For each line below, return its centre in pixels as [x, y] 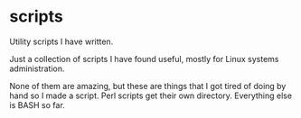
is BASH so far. [37, 104]
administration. [37, 68]
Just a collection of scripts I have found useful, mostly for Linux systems [144, 59]
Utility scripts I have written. [61, 41]
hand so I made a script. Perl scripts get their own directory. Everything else [150, 95]
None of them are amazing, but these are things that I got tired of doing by [148, 86]
